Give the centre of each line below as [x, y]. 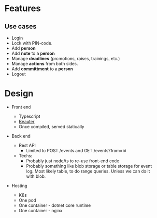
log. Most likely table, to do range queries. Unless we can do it [88, 171]
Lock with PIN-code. [32, 43]
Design [19, 94]
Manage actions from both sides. [45, 64]
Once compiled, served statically [51, 126]
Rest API [27, 145]
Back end [21, 136]
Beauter [27, 121]
